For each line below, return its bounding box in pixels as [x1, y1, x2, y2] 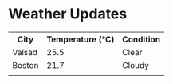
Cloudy [122, 59, 150, 70]
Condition [122, 34, 161, 45]
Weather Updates [8, 5, 128, 23]
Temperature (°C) [46, 34, 115, 45]
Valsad [12, 46, 38, 58]
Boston [12, 59, 39, 70]
